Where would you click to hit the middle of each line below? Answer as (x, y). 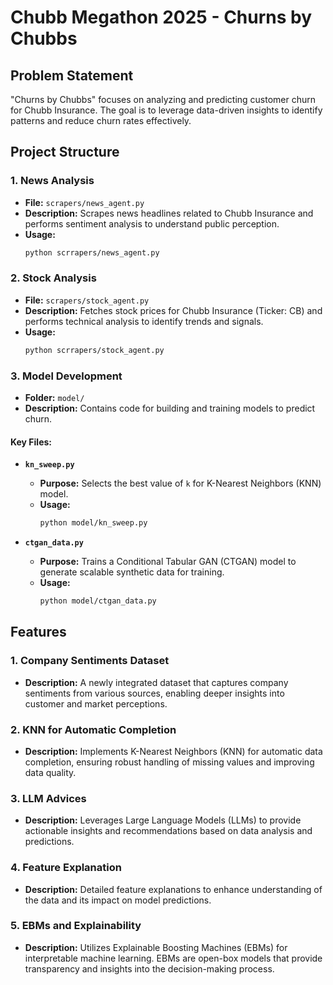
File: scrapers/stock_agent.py (87, 300)
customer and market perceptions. (96, 703)
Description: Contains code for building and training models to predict (170, 408)
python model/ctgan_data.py (98, 601)
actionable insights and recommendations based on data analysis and (168, 831)
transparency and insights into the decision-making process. (149, 968)
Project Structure (65, 152)
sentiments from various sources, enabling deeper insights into (154, 693)
